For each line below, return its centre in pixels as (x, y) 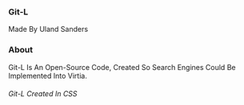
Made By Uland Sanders (48, 29)
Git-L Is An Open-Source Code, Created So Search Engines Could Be (122, 67)
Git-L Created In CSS (43, 94)
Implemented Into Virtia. (48, 76)
